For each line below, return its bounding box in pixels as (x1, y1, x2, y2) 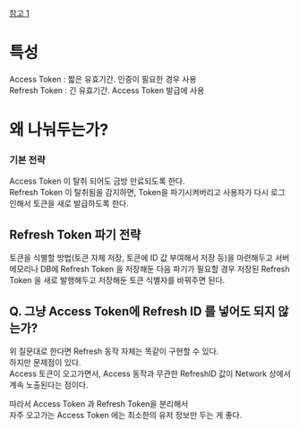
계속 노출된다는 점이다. (9, 380, 89, 390)
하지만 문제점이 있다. (9, 357, 81, 368)
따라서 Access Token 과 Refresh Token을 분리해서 (9, 399, 189, 409)
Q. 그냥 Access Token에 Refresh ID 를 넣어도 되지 (9, 304, 276, 319)
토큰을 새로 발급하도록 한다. (32, 198, 129, 209)
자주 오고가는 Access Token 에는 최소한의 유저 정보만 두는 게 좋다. (9, 410, 243, 421)
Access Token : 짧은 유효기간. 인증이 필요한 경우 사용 (9, 73, 197, 84)
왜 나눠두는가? (9, 120, 109, 141)
